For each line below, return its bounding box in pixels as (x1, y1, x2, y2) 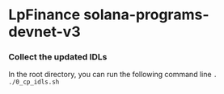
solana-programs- (83, 6, 209, 24)
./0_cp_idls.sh (8, 78, 60, 86)
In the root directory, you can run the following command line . (8, 70, 218, 80)
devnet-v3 (8, 22, 81, 41)
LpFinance (8, 6, 81, 24)
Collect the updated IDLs (8, 51, 108, 63)
